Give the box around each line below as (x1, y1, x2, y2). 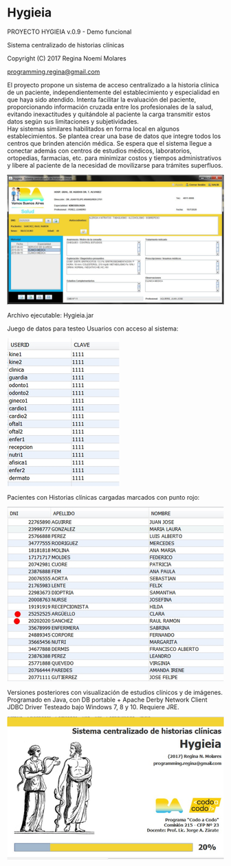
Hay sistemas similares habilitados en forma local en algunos (7, 124, 180, 133)
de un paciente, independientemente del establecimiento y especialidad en (7, 88, 220, 96)
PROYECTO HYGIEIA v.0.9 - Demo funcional (7, 27, 132, 36)
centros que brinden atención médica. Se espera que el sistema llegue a (7, 139, 212, 147)
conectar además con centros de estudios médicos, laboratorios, (7, 146, 192, 155)
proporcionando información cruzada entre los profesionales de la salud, (7, 102, 213, 111)
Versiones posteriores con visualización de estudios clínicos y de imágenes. (7, 689, 223, 697)
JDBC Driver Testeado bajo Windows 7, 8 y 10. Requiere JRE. (7, 703, 180, 711)
